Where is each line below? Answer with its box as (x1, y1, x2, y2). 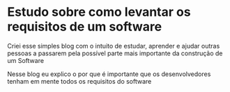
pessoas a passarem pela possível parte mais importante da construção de (7, 49, 223, 57)
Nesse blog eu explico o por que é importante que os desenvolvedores (7, 70, 211, 78)
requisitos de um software (7, 19, 162, 35)
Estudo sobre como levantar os (7, 4, 191, 20)
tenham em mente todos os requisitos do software (7, 77, 152, 85)
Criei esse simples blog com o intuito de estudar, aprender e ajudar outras (7, 42, 220, 50)
